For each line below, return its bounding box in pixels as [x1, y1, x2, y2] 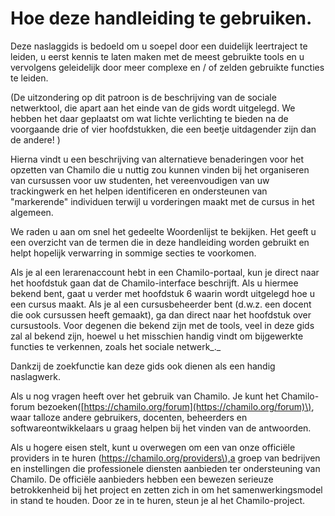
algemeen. [10, 206, 54, 218]
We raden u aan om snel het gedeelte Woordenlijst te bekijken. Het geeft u [10, 225, 317, 237]
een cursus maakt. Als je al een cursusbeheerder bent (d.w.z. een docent [10, 298, 312, 310]
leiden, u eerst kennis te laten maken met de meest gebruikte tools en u [10, 50, 305, 62]
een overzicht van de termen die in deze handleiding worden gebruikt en [10, 236, 310, 248]
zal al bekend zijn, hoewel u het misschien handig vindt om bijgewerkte [10, 330, 304, 342]
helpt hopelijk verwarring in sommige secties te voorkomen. [10, 247, 257, 259]
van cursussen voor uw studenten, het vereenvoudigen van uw [10, 174, 270, 186]
